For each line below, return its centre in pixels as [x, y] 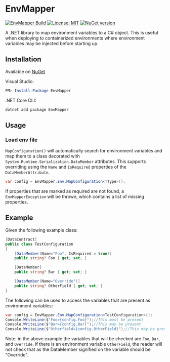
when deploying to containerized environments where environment [75, 38]
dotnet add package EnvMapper [37, 109]
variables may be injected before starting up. [52, 43]
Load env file [22, 140]
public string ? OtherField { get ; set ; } [58, 286]
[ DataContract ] [21, 239]
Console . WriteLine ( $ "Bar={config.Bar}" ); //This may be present [73, 325]
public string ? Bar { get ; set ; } [51, 272]
